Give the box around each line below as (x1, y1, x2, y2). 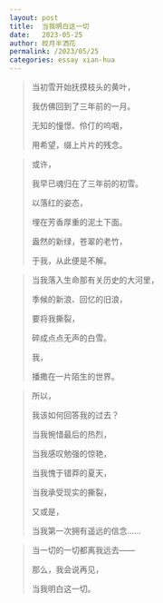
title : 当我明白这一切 (9, 22, 90, 31)
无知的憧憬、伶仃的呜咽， (31, 120, 128, 131)
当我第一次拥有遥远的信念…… (31, 526, 141, 536)
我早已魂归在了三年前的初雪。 (31, 178, 143, 189)
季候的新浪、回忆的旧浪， (31, 294, 128, 304)
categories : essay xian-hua (9, 55, 116, 64)
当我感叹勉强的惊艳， (31, 449, 111, 459)
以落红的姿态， (31, 197, 88, 208)
